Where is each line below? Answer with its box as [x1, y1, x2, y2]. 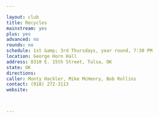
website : [6, 87, 28, 93]
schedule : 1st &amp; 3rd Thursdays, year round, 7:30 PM [6, 48, 153, 54]
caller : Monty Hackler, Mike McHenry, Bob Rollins [6, 76, 137, 82]
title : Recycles [6, 19, 47, 26]
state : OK [6, 64, 31, 70]
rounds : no [6, 42, 34, 48]
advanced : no [6, 37, 39, 43]
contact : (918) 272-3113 [6, 81, 69, 87]
